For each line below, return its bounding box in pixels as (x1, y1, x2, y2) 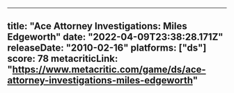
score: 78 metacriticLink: (7, 53, 118, 65)
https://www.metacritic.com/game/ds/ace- (12, 64, 207, 76)
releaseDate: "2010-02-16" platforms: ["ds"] (7, 42, 207, 54)
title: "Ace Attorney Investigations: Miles (7, 20, 187, 32)
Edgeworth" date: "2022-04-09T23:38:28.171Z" (7, 31, 224, 43)
